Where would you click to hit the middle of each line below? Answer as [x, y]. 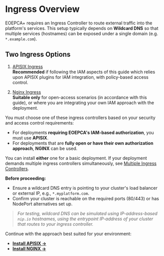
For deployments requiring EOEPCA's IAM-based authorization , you [83, 132]
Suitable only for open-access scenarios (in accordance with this [80, 97]
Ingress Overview [42, 9]
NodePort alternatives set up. [42, 204]
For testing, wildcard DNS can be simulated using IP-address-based [87, 213]
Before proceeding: [26, 178]
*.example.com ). [21, 39]
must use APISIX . [30, 137]
